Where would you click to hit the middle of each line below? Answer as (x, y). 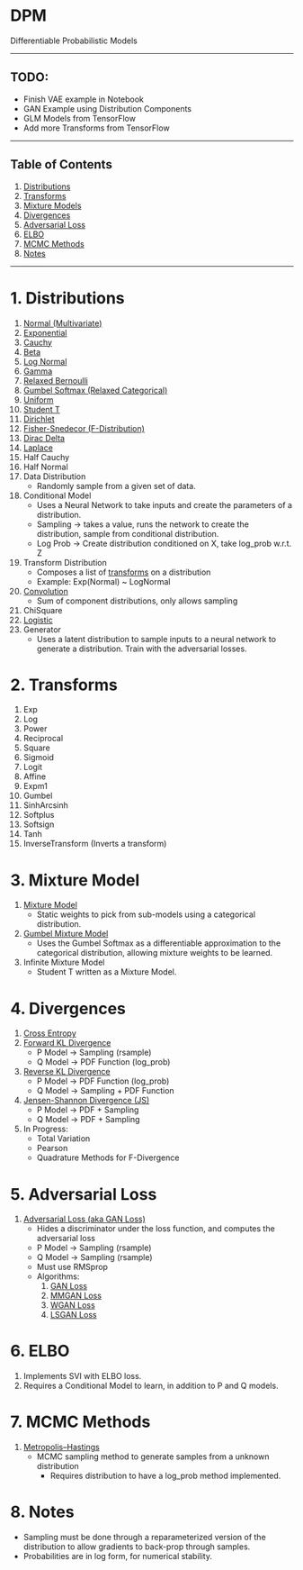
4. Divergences (68, 1008)
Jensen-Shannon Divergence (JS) (86, 1101)
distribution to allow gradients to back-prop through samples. (137, 1547)
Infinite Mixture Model (64, 962)
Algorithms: (58, 1276)
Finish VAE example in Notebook (84, 99)
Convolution (45, 591)
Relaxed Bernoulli (55, 380)
